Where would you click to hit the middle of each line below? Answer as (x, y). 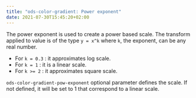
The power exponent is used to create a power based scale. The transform (98, 34)
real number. (22, 47)
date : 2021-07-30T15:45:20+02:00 (48, 17)
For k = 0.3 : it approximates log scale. (63, 58)
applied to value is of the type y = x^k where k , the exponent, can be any (96, 40)
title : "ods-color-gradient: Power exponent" (64, 12)
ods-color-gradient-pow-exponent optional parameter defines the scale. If (97, 82)
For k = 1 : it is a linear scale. (50, 64)
